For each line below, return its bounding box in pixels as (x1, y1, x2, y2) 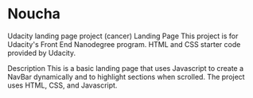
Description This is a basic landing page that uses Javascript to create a (7, 63, 244, 73)
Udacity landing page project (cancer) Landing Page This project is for (7, 31, 239, 41)
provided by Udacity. (7, 48, 76, 57)
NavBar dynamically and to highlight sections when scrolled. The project (7, 72, 245, 81)
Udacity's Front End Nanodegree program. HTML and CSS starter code (7, 39, 241, 49)
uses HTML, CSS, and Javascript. (7, 80, 118, 90)
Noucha (7, 5, 61, 23)
